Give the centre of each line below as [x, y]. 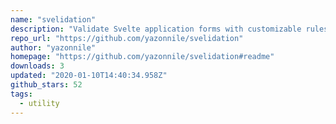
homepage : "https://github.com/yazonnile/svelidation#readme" [142, 57]
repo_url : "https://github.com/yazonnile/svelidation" [127, 38]
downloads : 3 [37, 66]
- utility [39, 103]
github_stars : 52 [46, 85]
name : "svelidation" [53, 19]
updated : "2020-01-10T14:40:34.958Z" [89, 76]
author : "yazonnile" [53, 47]
